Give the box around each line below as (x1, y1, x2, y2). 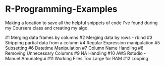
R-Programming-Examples (5, 3, 118, 15)
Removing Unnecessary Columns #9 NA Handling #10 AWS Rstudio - (5, 50, 146, 56)
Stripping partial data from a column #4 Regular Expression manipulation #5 (5, 39, 160, 45)
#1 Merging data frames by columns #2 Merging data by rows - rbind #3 (5, 34, 153, 40)
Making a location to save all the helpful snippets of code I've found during (5, 20, 158, 26)
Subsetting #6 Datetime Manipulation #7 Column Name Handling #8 (5, 45, 144, 51)
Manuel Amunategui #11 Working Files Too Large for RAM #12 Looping (5, 55, 149, 61)
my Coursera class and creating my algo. (5, 25, 89, 31)
